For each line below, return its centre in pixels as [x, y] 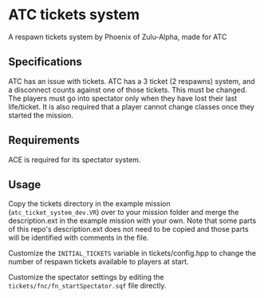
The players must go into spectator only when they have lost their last [123, 98]
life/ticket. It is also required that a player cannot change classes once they [132, 106]
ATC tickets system [74, 15]
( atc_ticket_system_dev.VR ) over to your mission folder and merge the [124, 213]
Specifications [45, 62]
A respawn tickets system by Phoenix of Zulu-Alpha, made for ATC [118, 37]
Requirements [44, 140]
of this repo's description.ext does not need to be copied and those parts [128, 229]
